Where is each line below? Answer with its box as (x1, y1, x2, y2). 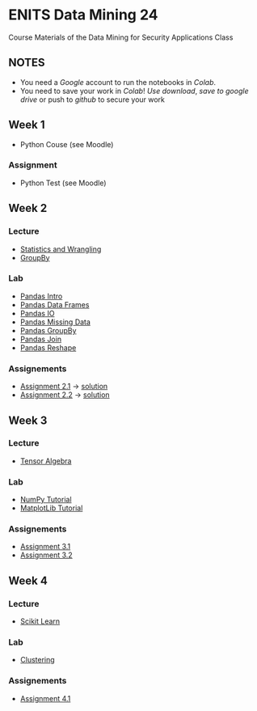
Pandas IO (19, 308, 55, 318)
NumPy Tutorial (19, 495, 72, 505)
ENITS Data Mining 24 (8, 6, 159, 24)
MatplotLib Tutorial (19, 503, 83, 513)
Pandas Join (19, 334, 62, 344)
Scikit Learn (19, 616, 61, 626)
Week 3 (8, 413, 48, 427)
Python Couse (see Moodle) (19, 139, 114, 149)
